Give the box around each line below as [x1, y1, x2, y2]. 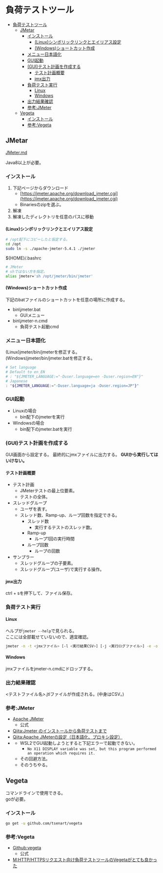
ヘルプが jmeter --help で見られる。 [5, 628, 77, 634]
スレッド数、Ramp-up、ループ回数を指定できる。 [20, 512, 120, 518]
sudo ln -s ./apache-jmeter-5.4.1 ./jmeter [5, 246, 96, 251]
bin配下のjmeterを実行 [20, 414, 65, 420]
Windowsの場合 [12, 420, 44, 426]
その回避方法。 [20, 756, 50, 762]
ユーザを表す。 [20, 506, 50, 512]
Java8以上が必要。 [5, 160, 43, 165]
